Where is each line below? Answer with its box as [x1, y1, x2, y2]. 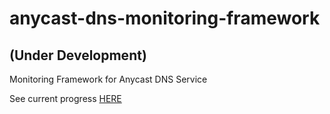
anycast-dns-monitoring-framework [9, 7, 321, 30]
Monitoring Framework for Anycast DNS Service [9, 73, 208, 85]
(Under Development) [9, 47, 147, 64]
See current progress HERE [9, 93, 122, 104]
